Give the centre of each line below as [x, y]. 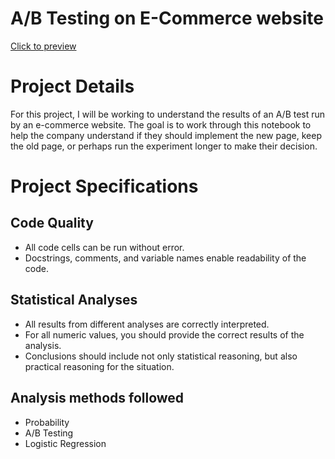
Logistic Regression [65, 443]
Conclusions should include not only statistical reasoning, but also [161, 356]
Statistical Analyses [74, 300]
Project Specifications [104, 186]
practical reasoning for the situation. [99, 366]
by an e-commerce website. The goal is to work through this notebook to [161, 124]
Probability [47, 422]
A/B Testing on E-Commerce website [167, 18]
